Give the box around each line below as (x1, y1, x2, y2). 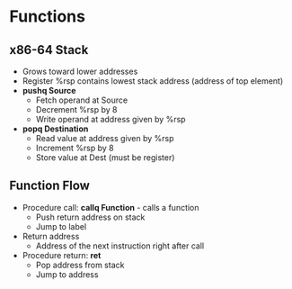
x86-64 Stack (9, 42, 89, 58)
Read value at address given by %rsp (35, 133, 174, 143)
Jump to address (35, 268, 99, 280)
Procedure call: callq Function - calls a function (22, 202, 199, 212)
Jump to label (35, 221, 87, 231)
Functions (9, 6, 85, 27)
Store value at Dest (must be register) (35, 152, 175, 163)
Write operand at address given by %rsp (35, 114, 186, 124)
